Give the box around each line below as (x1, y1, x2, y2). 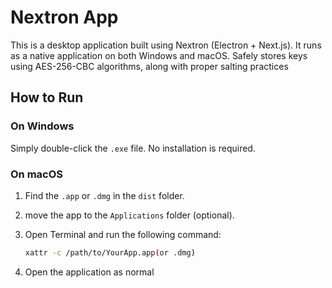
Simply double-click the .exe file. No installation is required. (10, 142, 256, 154)
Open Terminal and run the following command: (24, 228, 222, 240)
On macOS (10, 167, 64, 181)
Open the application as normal (24, 266, 155, 278)
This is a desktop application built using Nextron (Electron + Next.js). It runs (10, 39, 322, 51)
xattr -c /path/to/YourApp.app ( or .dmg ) (24, 247, 196, 258)
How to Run (10, 89, 84, 106)
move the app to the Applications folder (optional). (24, 209, 235, 221)
